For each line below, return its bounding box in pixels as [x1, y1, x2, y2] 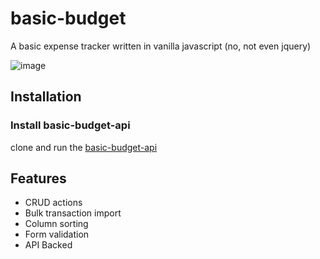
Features [10, 170, 67, 187]
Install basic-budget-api [10, 118, 131, 132]
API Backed [24, 239, 73, 251]
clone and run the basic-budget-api [10, 141, 158, 153]
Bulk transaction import [24, 207, 122, 219]
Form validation [24, 228, 90, 241]
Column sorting [24, 218, 89, 230]
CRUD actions [24, 197, 83, 209]
